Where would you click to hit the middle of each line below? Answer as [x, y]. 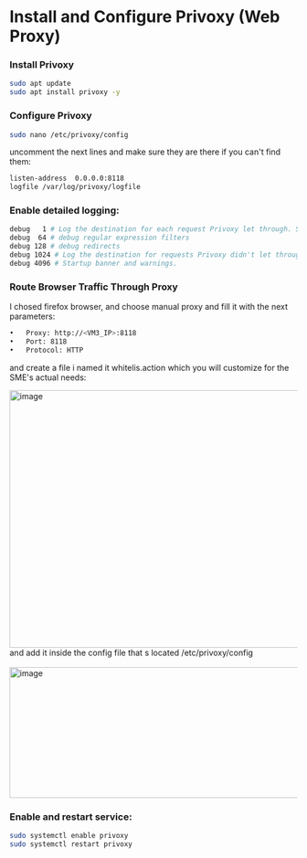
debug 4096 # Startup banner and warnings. [94, 263]
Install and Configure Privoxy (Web [145, 17]
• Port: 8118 [38, 342]
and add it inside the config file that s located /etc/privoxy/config [132, 652]
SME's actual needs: [48, 377]
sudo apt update [40, 84]
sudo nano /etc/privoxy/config [69, 134]
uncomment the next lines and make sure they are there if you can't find [145, 152]
